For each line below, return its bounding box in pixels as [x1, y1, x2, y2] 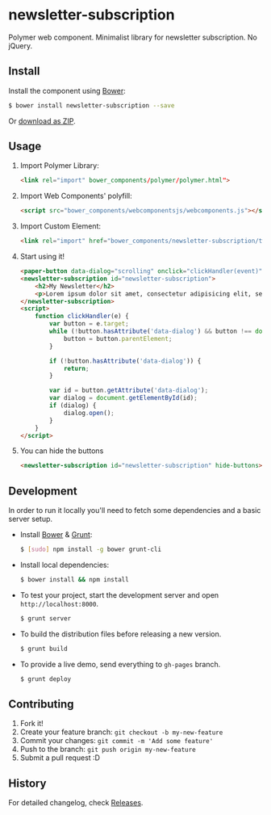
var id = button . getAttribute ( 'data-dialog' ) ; [49, 386, 209, 395]
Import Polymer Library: [19, 161, 99, 170]
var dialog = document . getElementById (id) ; [49, 394, 198, 402]
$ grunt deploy [19, 674, 72, 683]
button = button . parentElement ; [63, 334, 173, 342]
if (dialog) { [49, 401, 97, 410]
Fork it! [19, 719, 44, 729]
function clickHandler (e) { [35, 313, 129, 321]
